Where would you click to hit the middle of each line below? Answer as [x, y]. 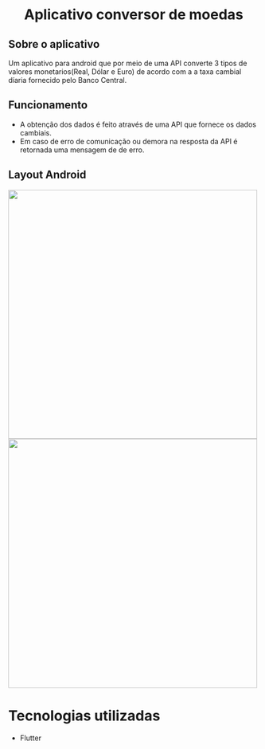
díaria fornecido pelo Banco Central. [68, 80]
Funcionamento [48, 105]
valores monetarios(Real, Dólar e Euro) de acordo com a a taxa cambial [125, 72]
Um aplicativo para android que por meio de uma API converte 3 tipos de [128, 63]
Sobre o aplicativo [54, 44]
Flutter [31, 738]
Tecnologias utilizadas [84, 716]
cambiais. [35, 132]
